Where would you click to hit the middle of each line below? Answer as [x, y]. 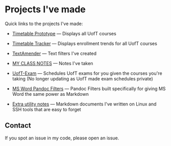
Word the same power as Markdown [50, 94]
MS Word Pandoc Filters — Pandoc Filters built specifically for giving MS [89, 89]
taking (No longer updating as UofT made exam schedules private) [82, 78]
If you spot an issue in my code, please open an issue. [62, 138]
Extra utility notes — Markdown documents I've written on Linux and [84, 104]
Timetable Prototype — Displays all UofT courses [64, 33]
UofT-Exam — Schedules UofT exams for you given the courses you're [87, 73]
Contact [18, 126]
